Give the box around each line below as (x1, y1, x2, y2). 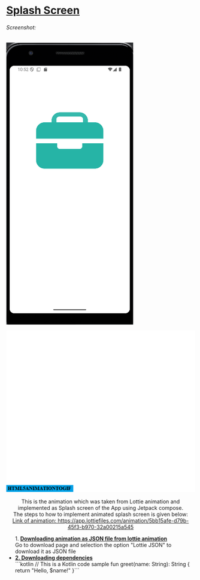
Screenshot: (6, 23, 37, 31)
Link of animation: (12, 517, 57, 524)
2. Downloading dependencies (14, 554, 93, 561)
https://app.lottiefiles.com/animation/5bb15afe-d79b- (57, 517, 189, 524)
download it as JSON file (14, 548, 76, 555)
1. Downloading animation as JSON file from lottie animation (14, 535, 168, 542)
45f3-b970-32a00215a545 (67, 524, 134, 531)
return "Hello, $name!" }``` (14, 567, 80, 574)
